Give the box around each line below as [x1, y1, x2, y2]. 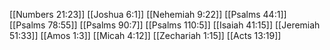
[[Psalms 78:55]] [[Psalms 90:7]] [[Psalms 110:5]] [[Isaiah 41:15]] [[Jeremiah [9, 19, 321, 31]
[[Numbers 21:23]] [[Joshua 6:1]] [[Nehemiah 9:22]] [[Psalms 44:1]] [9, 9, 287, 20]
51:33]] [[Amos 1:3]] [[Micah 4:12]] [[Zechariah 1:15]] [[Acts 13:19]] [9, 30, 282, 41]
